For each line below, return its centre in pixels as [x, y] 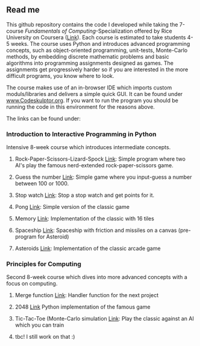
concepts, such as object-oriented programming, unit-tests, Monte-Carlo [97, 50]
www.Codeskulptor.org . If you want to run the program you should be [92, 100]
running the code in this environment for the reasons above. [81, 107]
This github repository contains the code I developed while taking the [92, 24]
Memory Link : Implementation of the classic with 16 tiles [85, 219]
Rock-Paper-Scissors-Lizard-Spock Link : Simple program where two [100, 159]
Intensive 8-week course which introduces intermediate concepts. [89, 147]
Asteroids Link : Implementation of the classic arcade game [88, 248]
